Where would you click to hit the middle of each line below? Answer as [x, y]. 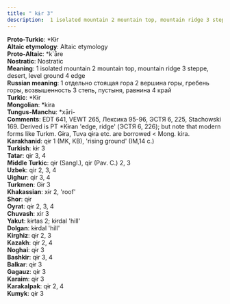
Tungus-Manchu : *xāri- [41, 112]
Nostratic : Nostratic [35, 61]
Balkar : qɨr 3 [25, 264]
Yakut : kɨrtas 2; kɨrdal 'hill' [44, 221]
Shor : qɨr [20, 199]
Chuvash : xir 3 [28, 213]
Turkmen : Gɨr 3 [29, 184]
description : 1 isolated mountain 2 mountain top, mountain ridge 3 [108, 20]
